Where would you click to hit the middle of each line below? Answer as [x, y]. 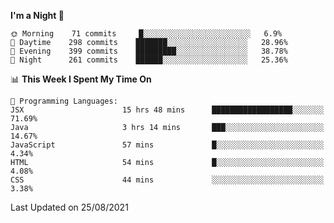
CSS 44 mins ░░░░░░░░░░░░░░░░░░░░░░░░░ [167, 180]
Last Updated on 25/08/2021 [69, 207]
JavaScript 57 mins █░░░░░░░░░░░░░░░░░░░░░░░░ [167, 145]
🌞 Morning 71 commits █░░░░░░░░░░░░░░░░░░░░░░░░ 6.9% [146, 34]
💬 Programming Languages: [64, 101]
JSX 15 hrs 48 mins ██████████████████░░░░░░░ [167, 110]
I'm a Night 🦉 [37, 15]
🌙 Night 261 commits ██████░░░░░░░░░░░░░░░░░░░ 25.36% [149, 60]
